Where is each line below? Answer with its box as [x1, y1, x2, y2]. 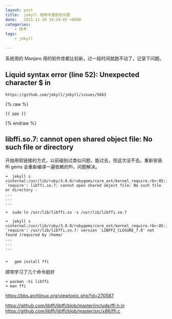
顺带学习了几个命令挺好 [5, 269, 55, 275]
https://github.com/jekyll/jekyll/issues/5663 [5, 92, 106, 97]
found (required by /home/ [5, 232, 63, 237]
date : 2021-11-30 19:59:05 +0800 [5, 17, 81, 22]
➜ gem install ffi [5, 259, 50, 264]
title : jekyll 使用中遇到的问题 [5, 12, 71, 17]
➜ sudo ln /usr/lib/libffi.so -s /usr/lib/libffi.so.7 [5, 210, 127, 215]
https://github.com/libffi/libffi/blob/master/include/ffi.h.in [5, 302, 125, 308]
